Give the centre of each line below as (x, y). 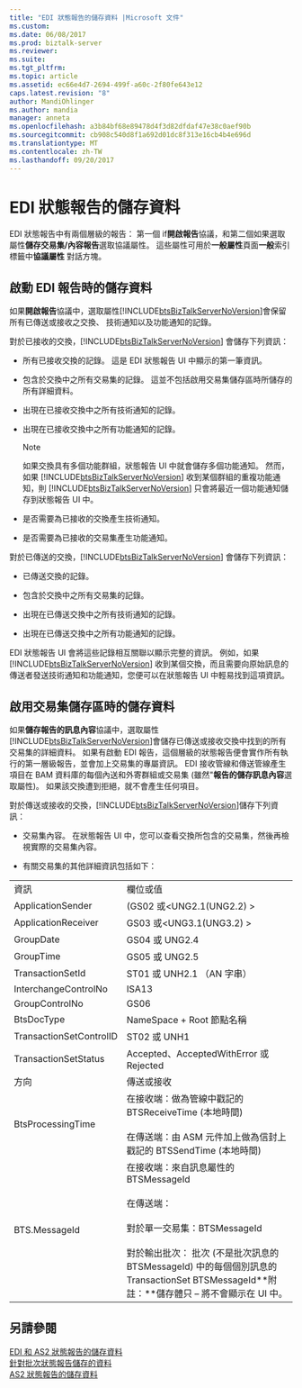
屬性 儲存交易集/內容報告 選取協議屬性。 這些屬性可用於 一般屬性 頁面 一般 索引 (150, 245)
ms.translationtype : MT (54, 143)
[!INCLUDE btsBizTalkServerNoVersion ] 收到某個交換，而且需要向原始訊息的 (149, 664)
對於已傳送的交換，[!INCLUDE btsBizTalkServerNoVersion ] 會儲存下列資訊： (149, 557)
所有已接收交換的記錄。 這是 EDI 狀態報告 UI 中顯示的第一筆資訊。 (144, 360)
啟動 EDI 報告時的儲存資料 (81, 288)
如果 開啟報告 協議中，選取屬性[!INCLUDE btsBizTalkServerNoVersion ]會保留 (148, 311)
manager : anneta (40, 118)
